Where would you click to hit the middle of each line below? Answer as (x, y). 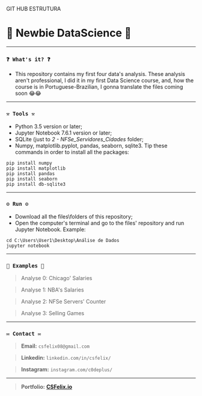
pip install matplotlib (36, 168)
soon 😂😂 (28, 94)
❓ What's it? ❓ (28, 59)
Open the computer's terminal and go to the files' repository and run (99, 223)
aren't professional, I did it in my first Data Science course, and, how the (104, 80)
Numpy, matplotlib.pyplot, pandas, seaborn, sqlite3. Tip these (91, 145)
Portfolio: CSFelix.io (47, 387)
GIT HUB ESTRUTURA (34, 9)
